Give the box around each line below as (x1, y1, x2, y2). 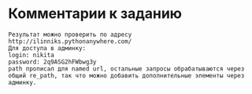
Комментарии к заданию (8, 5, 183, 23)
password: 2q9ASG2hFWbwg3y (8, 58, 97, 66)
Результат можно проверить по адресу (8, 31, 132, 38)
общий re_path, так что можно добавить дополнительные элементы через (8, 71, 245, 79)
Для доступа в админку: (8, 44, 87, 52)
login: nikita (8, 51, 55, 59)
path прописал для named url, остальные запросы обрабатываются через (8, 64, 245, 73)
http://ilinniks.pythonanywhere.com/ (8, 37, 132, 45)
